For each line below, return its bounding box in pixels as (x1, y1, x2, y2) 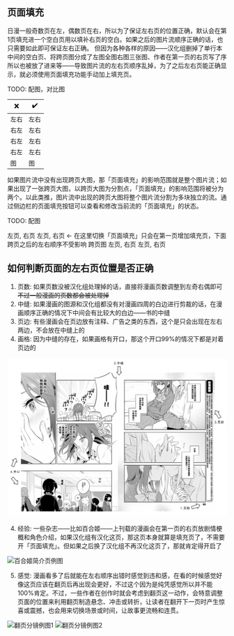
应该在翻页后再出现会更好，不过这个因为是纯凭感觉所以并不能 (36, 580, 213, 588)
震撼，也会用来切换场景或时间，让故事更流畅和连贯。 (29, 606, 182, 614)
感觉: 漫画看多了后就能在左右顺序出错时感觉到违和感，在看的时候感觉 (17, 571, 217, 580)
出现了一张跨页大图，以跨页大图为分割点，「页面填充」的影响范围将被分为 (13, 184, 224, 193)
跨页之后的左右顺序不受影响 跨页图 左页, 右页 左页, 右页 (7, 240, 166, 249)
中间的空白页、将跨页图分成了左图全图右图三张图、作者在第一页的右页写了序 (7, 52, 227, 61)
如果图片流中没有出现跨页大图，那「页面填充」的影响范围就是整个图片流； (7, 176, 221, 184)
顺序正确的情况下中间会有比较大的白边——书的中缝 (23, 308, 171, 317)
